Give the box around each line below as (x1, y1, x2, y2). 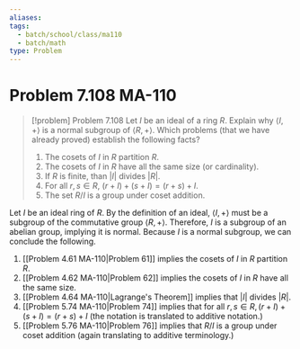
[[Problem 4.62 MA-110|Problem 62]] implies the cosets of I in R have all (22, 273, 289, 283)
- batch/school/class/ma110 (17, 30, 123, 39)
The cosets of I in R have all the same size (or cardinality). (44, 161, 260, 172)
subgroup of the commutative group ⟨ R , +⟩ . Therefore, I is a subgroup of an (9, 217, 287, 228)
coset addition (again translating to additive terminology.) (22, 330, 234, 341)
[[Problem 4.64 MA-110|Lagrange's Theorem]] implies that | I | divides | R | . (22, 291, 292, 302)
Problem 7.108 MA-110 (9, 85, 177, 106)
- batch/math (17, 38, 66, 48)
